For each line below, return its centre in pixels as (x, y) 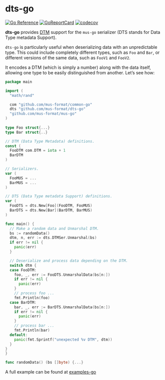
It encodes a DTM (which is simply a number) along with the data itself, (78, 67)
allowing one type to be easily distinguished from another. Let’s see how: (80, 72)
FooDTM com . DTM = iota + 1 (38, 151)
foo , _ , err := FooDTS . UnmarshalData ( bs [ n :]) (62, 275)
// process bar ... (34, 326)
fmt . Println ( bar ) (32, 330)
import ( (14, 91)
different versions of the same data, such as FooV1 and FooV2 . (68, 57)
